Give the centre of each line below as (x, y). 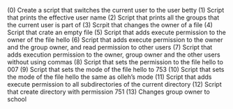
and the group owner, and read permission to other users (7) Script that (110, 47)
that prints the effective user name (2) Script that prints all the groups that (113, 17)
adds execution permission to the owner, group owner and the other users (114, 54)
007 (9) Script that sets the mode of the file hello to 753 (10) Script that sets (116, 70)
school (17, 99)
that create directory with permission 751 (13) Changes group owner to (109, 92)
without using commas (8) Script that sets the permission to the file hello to (115, 62)
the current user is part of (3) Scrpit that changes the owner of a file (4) (110, 25)
